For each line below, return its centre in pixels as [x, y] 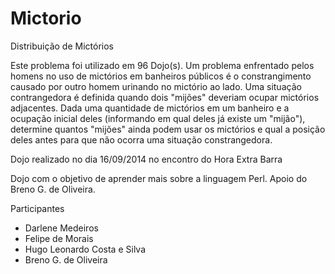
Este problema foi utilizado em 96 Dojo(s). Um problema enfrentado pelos [162, 65]
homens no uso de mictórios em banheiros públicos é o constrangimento [161, 76]
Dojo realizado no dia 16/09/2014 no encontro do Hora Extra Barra [146, 159]
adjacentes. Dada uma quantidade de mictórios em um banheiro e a [150, 108]
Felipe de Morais [59, 238]
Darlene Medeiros [61, 228]
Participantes [37, 208]
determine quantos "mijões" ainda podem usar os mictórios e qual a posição [168, 129]
